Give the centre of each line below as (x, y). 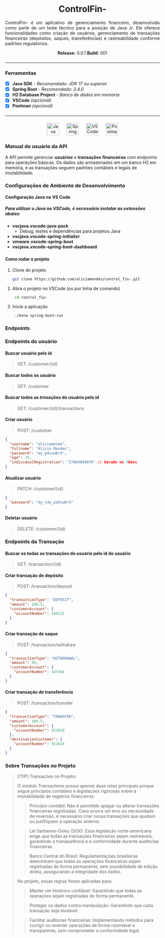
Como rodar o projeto (27, 259)
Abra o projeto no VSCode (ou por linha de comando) (66, 288)
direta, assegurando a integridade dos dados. (75, 872)
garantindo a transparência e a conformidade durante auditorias (94, 841)
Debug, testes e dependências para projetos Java (70, 231)
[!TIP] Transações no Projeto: (47, 777)
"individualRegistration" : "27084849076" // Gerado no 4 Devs (73, 462)
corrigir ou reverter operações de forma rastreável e (82, 925)
